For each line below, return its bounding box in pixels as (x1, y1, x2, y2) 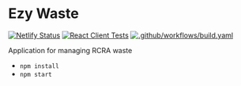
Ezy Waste (8, 5, 79, 23)
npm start (19, 70, 53, 78)
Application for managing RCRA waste (8, 45, 133, 55)
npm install (19, 62, 59, 70)
